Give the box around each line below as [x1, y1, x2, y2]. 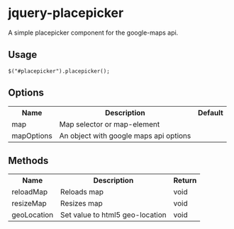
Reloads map [60, 187, 104, 197]
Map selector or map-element [59, 119, 160, 129]
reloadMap [11, 187, 48, 197]
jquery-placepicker [8, 5, 124, 21]
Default [198, 107, 224, 117]
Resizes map [60, 199, 103, 209]
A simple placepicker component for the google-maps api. [8, 28, 179, 37]
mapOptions [11, 131, 52, 141]
